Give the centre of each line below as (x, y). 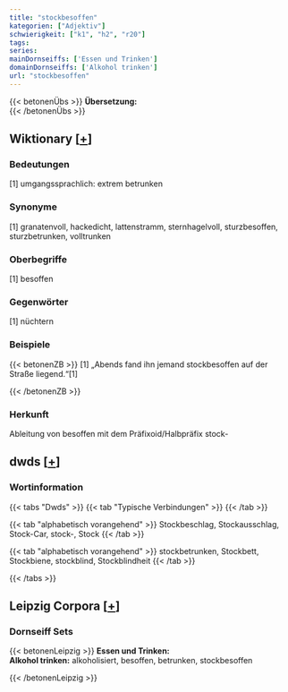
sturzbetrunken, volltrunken (60, 236)
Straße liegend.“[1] (44, 373)
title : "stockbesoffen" (54, 17)
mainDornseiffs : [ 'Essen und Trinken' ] (84, 59)
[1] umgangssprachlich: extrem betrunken (86, 184)
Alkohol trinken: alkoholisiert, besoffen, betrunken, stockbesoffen (131, 661)
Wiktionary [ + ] (51, 139)
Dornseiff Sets (41, 631)
